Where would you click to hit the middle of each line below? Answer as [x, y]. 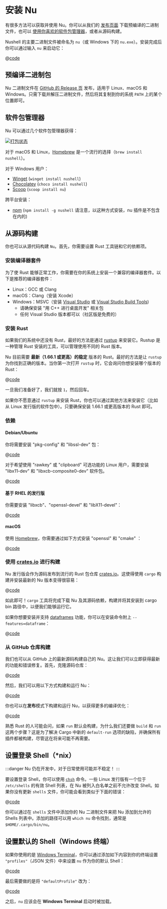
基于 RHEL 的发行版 [25, 493]
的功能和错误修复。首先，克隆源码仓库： [47, 665]
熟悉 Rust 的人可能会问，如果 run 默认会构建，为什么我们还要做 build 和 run [83, 726]
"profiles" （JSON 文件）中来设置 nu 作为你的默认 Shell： [65, 861]
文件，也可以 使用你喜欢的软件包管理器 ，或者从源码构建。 [65, 31]
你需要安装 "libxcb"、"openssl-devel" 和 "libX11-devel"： [64, 505]
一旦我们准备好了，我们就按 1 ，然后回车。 [49, 389]
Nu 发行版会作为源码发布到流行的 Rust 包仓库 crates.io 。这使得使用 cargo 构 [83, 573]
